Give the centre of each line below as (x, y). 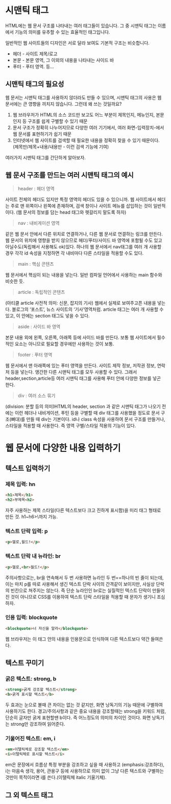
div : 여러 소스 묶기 (36, 395)
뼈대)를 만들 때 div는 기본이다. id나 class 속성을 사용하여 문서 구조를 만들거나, (88, 419)
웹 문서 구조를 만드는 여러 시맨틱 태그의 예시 (69, 175)
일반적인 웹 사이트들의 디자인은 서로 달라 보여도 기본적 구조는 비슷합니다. (77, 43)
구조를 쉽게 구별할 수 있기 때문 (58, 121)
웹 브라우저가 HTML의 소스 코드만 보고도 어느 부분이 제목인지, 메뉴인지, (83, 114)
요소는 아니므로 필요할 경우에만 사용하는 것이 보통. (64, 343)
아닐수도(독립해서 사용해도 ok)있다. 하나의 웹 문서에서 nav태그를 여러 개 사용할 (83, 246)
